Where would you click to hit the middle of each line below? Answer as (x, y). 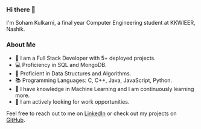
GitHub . (16, 119)
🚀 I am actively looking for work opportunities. (72, 101)
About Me (21, 45)
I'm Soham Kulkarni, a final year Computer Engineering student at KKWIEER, (101, 23)
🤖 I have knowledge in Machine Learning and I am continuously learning (104, 89)
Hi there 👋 (21, 10)
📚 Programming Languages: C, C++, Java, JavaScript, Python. (94, 80)
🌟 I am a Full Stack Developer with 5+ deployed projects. (85, 58)
